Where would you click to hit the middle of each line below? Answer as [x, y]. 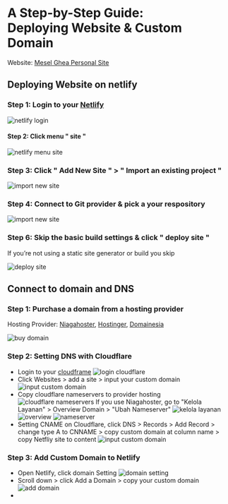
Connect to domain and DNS [71, 289]
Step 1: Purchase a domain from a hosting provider [96, 309]
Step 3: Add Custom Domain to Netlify [74, 457]
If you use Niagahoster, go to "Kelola [149, 402]
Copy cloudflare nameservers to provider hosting [89, 394]
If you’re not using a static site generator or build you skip [91, 253]
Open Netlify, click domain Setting [67, 473]
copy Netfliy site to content [57, 439]
